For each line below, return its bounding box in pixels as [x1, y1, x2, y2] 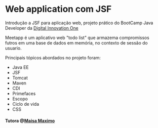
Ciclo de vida [12, 101, 39, 107]
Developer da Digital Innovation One [5, 25, 79, 31]
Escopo [12, 95, 28, 102]
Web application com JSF [5, 3, 112, 15]
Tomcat [12, 75, 28, 81]
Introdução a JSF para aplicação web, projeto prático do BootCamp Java [5, 20, 154, 26]
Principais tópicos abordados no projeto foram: [5, 54, 101, 60]
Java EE [12, 64, 29, 70]
